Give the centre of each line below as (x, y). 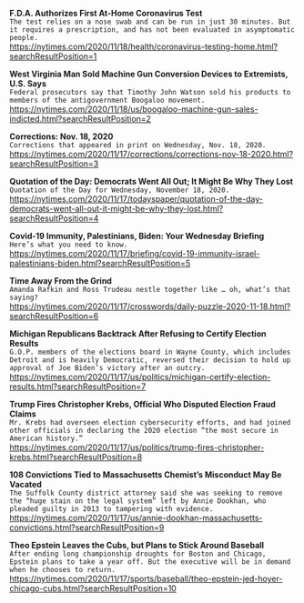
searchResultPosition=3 (54, 164)
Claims (23, 414)
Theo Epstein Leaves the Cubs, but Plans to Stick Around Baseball (137, 545)
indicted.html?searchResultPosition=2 (81, 119)
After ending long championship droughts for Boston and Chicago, (138, 554)
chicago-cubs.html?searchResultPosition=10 (93, 588)
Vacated (26, 484)
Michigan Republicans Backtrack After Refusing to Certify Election (138, 334)
